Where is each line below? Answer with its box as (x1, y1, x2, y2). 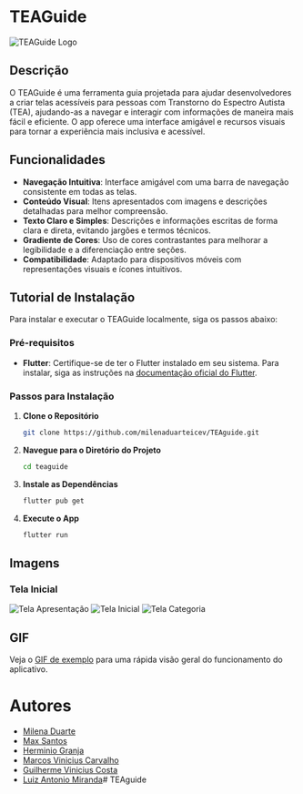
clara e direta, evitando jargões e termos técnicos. (22, 225, 211, 236)
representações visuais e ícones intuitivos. (22, 263, 183, 274)
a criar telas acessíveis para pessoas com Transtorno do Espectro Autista (9, 97, 286, 107)
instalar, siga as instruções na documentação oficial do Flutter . (22, 367, 258, 378)
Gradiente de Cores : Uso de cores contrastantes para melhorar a (22, 234, 268, 245)
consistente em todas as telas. (22, 186, 137, 197)
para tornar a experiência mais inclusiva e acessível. (9, 126, 206, 137)
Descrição (9, 63, 69, 78)
